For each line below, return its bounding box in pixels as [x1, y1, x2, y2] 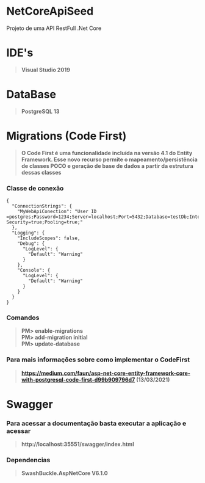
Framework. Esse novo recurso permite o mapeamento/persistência [21, 156, 198, 163]
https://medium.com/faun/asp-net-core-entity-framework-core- [21, 369, 191, 377]
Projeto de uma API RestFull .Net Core [6, 24, 102, 32]
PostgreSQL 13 [21, 107, 60, 115]
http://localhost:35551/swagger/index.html [21, 441, 134, 448]
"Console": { [17, 267, 51, 274]
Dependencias [6, 456, 51, 465]
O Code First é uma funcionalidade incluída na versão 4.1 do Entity [21, 149, 193, 156]
